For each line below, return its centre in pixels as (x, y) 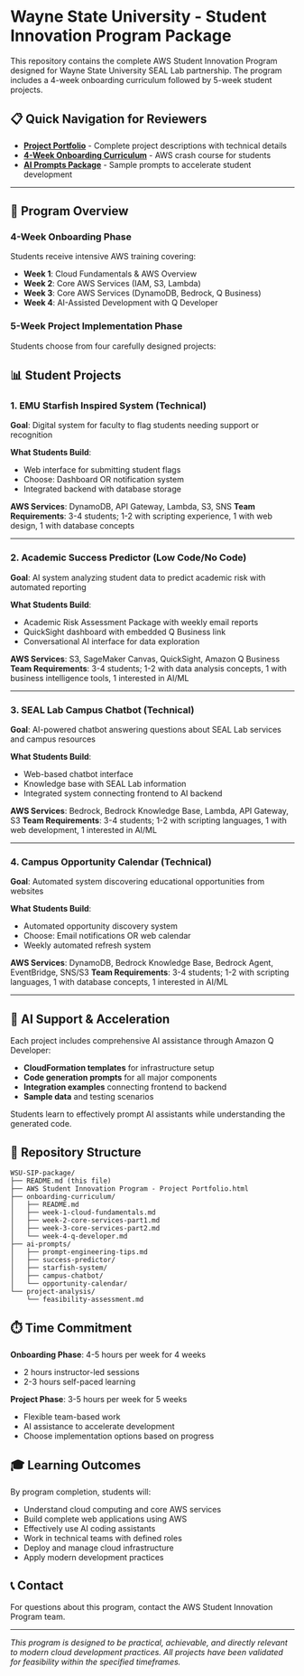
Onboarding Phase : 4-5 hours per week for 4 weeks (108, 1354)
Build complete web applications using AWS (105, 1519)
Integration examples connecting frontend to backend (125, 1087)
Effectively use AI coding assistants (89, 1528)
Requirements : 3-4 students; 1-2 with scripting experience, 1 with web (142, 516)
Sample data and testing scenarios (88, 1097)
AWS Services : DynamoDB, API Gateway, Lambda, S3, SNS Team (133, 507)
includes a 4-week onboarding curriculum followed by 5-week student (141, 80)
